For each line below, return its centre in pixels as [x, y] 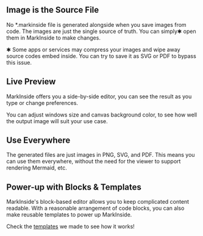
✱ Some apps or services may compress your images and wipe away [94, 49]
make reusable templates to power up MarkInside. [69, 215]
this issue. [19, 62]
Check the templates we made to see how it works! [71, 227]
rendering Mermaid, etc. [37, 168]
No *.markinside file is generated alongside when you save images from [97, 24]
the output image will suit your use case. [57, 121]
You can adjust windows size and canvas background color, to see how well [101, 115]
